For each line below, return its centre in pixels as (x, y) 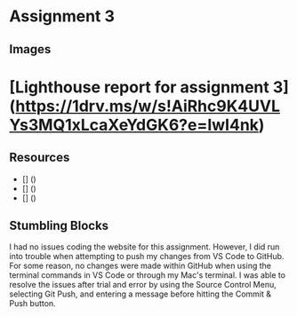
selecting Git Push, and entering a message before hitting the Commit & (140, 294)
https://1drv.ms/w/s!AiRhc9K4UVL (148, 106)
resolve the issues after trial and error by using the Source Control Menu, (143, 285)
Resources (40, 158)
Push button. (32, 304)
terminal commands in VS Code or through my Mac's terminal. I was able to (148, 275)
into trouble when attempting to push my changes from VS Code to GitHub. (147, 257)
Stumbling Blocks (59, 225)
